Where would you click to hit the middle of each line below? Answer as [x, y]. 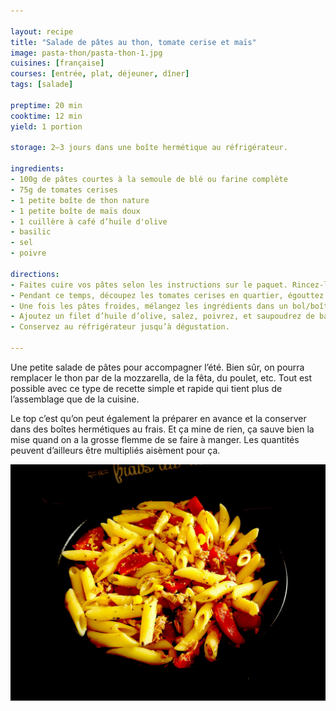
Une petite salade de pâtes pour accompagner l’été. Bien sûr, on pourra [157, 367]
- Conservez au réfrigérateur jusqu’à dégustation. [120, 327]
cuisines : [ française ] [57, 63]
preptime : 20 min [46, 105]
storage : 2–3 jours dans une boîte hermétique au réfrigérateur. [149, 148]
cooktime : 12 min [46, 116]
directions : [35, 274]
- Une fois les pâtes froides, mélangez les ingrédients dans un [149, 306]
